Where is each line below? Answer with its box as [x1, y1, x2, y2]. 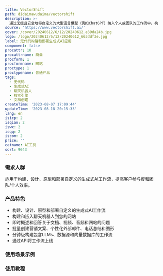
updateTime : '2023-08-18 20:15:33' [5, 106, 77, 112]
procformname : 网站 [5, 61, 43, 66]
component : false [5, 43, 40, 48]
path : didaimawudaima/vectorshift [5, 12, 75, 17]
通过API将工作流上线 [12, 238, 53, 243]
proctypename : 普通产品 [5, 70, 50, 75]
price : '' [5, 138, 25, 143]
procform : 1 [5, 57, 29, 62]
